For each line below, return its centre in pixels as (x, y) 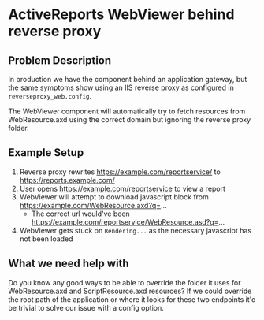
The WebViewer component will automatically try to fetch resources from (127, 111)
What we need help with (69, 264)
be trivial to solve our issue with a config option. (86, 307)
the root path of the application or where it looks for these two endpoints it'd (132, 299)
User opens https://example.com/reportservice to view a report (123, 188)
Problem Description (60, 60)
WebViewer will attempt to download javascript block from (114, 197)
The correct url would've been (80, 214)
